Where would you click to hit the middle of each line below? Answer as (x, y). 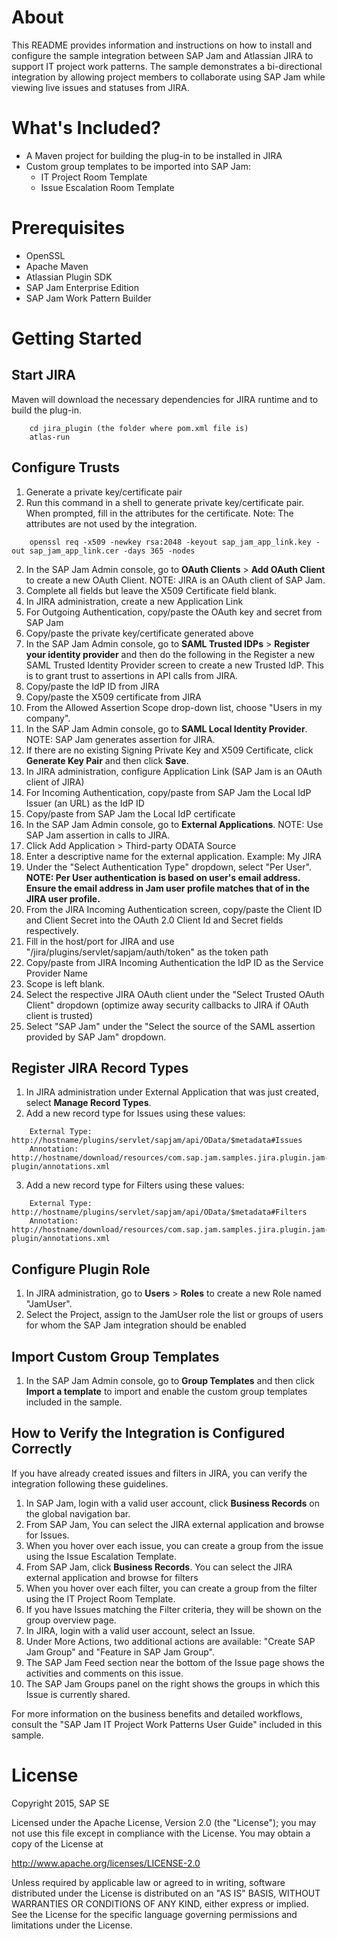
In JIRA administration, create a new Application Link (134, 601)
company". (48, 718)
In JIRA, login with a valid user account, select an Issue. (140, 1630)
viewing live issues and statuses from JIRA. (100, 87)
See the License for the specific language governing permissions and (154, 1914)
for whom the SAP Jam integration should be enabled (136, 1325)
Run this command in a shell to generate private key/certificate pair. (165, 502)
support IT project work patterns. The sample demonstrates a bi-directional (167, 66)
